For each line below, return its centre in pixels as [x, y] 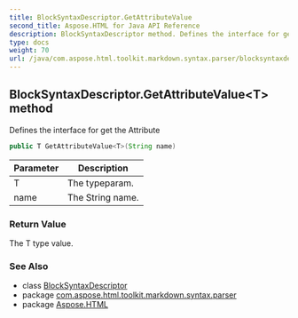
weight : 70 [29, 51]
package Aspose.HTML [65, 305]
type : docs [29, 42]
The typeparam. [101, 183]
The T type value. [41, 243]
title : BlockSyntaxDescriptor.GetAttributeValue [101, 17]
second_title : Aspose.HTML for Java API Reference [105, 26]
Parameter [36, 168]
